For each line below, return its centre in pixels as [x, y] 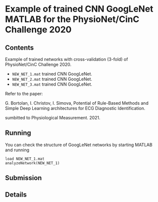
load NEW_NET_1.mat [25, 159]
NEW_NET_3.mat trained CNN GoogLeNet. [52, 84]
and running [17, 150]
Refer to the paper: [24, 94]
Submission [24, 178]
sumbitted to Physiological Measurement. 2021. [53, 118]
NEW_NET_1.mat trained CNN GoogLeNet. [52, 74]
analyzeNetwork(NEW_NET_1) [32, 163]
